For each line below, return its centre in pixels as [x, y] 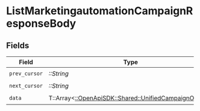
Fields [18, 45]
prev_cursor [26, 73]
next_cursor [26, 85]
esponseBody [41, 23]
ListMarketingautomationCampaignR [100, 11]
